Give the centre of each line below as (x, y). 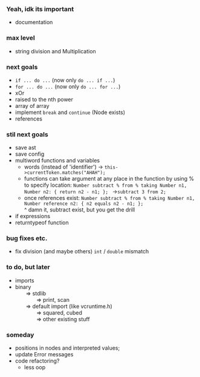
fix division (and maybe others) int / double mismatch (82, 252)
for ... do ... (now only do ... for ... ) (68, 86)
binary (23, 287)
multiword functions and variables (57, 161)
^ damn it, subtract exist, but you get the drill (79, 210)
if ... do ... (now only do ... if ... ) (65, 80)
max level (21, 38)
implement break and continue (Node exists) (70, 112)
